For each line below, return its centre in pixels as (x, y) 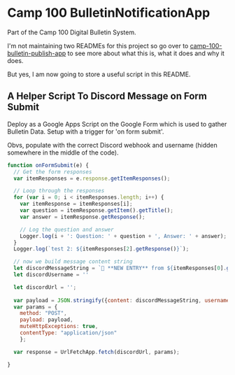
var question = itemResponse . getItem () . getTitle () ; (97, 211)
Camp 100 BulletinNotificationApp (109, 13)
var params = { (36, 307)
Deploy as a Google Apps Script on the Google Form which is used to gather (117, 124)
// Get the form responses (53, 172)
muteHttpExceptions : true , (59, 327)
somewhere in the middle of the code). (63, 153)
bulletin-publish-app (37, 53)
